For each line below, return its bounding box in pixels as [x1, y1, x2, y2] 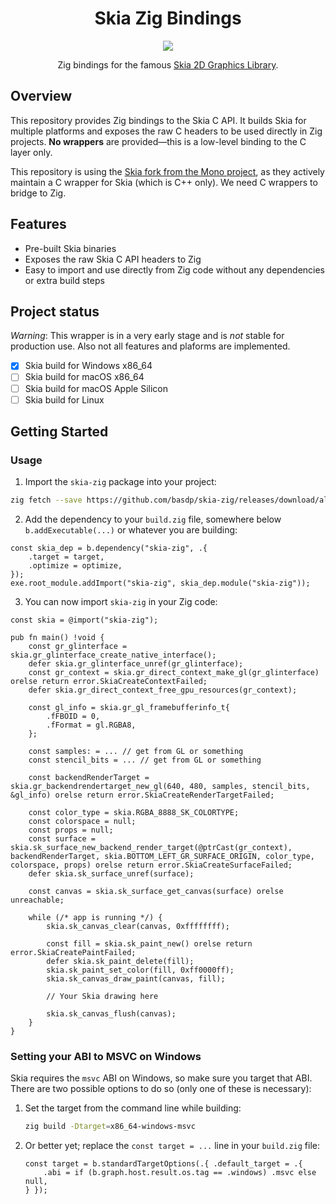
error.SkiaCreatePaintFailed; [10, 948, 137, 958]
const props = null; [28, 825, 114, 836]
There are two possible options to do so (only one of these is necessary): [10, 1083, 312, 1095]
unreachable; [10, 895, 65, 906]
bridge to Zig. [10, 187, 67, 199]
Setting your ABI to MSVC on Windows [10, 1050, 202, 1064]
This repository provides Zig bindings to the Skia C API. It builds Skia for [10, 114, 307, 126]
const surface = [28, 834, 97, 844]
